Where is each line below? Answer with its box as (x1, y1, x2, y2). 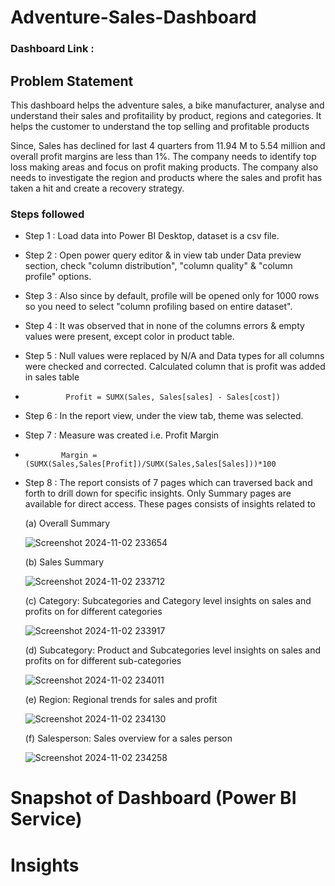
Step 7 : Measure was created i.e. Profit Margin (24, 429, 220, 441)
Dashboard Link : (10, 42, 95, 56)
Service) (10, 808, 83, 831)
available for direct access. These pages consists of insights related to (24, 498, 316, 510)
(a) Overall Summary (24, 517, 111, 530)
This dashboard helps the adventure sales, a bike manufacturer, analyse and (10, 99, 325, 111)
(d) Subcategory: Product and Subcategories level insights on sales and (24, 644, 322, 656)
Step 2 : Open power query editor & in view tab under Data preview (24, 249, 302, 261)
